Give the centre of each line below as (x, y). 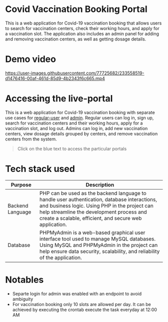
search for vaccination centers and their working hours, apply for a (74, 123)
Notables (24, 280)
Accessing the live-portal (59, 99)
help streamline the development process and (93, 212)
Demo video (31, 59)
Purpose (21, 184)
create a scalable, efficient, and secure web (90, 218)
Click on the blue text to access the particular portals (72, 148)
